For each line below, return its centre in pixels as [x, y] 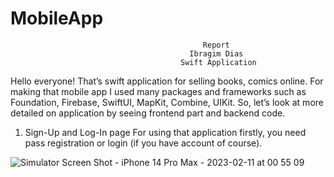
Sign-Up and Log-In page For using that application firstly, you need [165, 132]
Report [216, 45]
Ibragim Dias [216, 53]
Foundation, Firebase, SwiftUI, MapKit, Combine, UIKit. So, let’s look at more [167, 102]
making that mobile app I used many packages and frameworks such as [158, 91]
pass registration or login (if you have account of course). [143, 143]
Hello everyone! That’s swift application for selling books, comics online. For [167, 81]
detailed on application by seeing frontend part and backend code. [148, 113]
